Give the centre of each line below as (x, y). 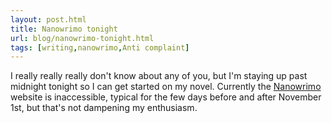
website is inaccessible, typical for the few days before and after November (166, 97)
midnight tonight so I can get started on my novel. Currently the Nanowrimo (166, 87)
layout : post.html (48, 19)
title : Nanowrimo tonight (64, 29)
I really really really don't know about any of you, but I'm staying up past (159, 76)
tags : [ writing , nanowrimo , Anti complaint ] (100, 47)
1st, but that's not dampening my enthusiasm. (104, 108)
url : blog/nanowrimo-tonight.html (82, 38)
